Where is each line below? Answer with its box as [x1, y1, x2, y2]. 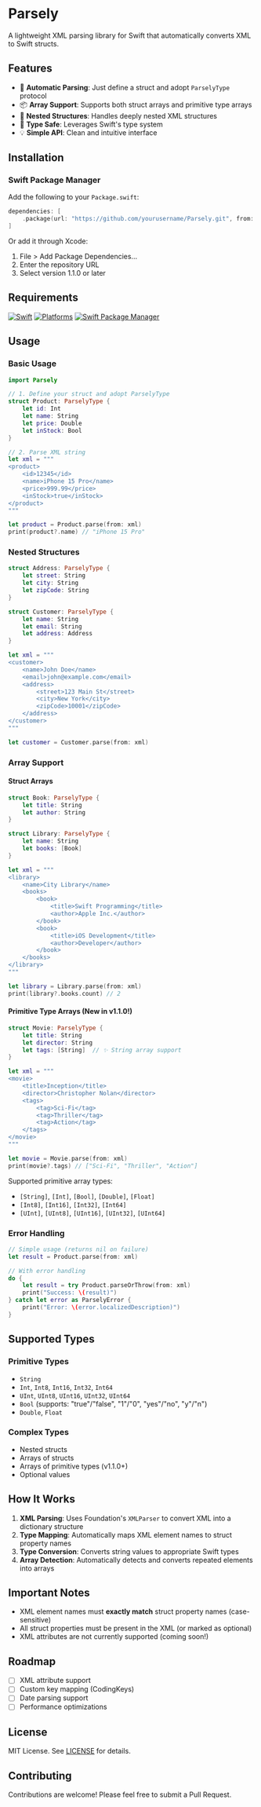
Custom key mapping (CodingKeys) [19, 1684, 135, 1694]
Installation [8, 151, 64, 165]
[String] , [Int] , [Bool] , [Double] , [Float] [19, 1191, 155, 1201]
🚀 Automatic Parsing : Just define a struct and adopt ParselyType [19, 82, 230, 92]
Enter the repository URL [19, 260, 100, 269]
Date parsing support [19, 1693, 89, 1703]
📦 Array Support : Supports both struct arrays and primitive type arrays [19, 100, 252, 109]
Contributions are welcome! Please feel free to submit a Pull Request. [8, 1790, 232, 1799]
